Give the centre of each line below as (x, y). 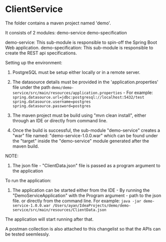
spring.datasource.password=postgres (52, 106)
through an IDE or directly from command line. (60, 120)
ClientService (34, 9)
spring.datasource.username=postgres (52, 102)
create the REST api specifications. (41, 53)
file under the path (31, 87)
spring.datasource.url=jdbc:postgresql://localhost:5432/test (78, 97)
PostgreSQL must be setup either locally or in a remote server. (76, 72)
